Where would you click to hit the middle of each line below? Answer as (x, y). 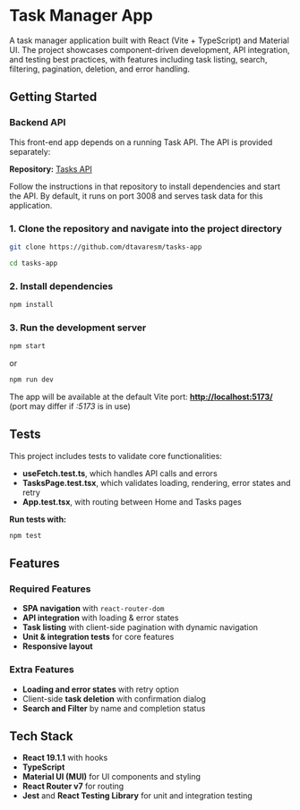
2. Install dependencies (61, 286)
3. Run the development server (78, 328)
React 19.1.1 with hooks (65, 758)
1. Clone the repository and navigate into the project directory (146, 228)
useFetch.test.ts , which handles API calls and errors (120, 473)
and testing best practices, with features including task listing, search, (138, 59)
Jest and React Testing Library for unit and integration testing (137, 796)
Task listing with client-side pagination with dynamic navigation (140, 627)
